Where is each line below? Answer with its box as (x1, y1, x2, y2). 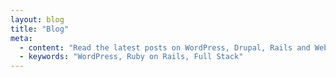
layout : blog (10, 14, 65, 25)
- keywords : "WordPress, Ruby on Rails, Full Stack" (19, 52, 244, 62)
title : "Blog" (10, 24, 70, 34)
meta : (10, 33, 33, 43)
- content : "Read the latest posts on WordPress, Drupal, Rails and (19, 42, 311, 53)
